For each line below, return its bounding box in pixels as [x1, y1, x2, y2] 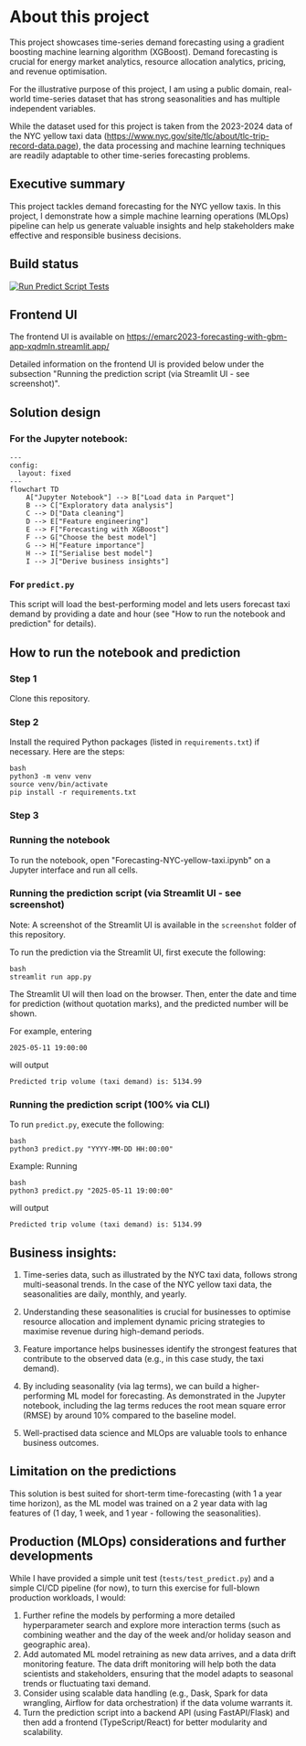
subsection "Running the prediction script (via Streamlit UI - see [9, 369, 250, 380]
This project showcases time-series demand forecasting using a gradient [9, 37, 285, 48]
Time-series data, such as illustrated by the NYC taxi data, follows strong [22, 1269, 298, 1280]
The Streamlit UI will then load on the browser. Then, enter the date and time [9, 988, 297, 999]
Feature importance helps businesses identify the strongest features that [22, 1343, 297, 1355]
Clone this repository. [9, 693, 90, 704]
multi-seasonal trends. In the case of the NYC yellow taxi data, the [22, 1279, 272, 1290]
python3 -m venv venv [9, 772, 92, 781]
